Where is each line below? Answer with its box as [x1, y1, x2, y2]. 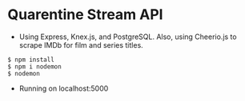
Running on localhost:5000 [18, 84, 109, 93]
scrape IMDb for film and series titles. [18, 40, 143, 49]
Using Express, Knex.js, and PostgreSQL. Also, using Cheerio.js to [18, 32, 237, 41]
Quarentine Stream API [7, 6, 163, 24]
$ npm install [7, 56, 55, 64]
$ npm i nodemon [7, 62, 62, 71]
